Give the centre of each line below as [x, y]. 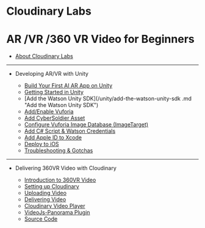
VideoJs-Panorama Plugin [57, 213]
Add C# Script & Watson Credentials [70, 131]
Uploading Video [45, 193]
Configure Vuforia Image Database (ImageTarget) [86, 125]
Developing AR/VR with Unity [52, 74]
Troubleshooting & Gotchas [59, 150]
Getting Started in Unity [54, 92]
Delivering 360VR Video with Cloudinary [66, 168]
